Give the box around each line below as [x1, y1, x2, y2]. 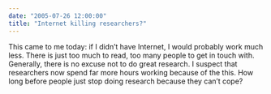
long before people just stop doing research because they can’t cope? [8, 76, 243, 86]
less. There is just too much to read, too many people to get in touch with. [8, 50, 255, 60]
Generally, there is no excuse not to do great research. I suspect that [8, 58, 238, 69]
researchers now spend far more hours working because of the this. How [8, 67, 254, 77]
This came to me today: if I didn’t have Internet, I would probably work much [8, 41, 264, 51]
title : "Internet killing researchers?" [8, 19, 148, 28]
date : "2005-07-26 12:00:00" [8, 11, 107, 20]
